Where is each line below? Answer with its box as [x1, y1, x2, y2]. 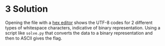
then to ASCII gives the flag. [5, 35, 62, 41]
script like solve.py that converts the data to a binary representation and [5, 30, 153, 36]
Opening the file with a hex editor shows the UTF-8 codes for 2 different [5, 20, 153, 25]
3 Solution [5, 3, 48, 15]
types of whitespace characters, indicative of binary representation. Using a [5, 24, 161, 30]
